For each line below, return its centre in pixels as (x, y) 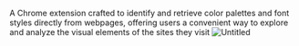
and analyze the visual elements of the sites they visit (110, 32)
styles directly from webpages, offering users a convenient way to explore (149, 23)
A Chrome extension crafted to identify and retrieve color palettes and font (149, 13)
